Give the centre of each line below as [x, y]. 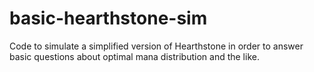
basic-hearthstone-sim [108, 18]
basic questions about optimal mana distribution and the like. [134, 56]
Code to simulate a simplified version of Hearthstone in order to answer [156, 46]
